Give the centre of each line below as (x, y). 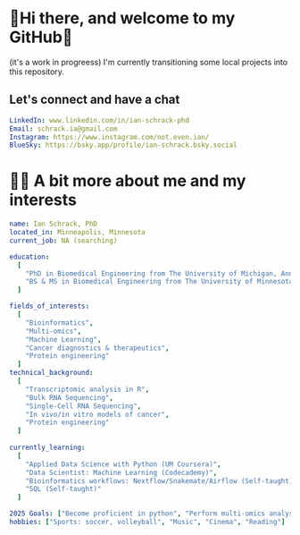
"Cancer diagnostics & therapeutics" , (97, 348)
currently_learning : (48, 448)
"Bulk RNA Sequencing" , (70, 397)
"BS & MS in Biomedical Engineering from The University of (139, 282)
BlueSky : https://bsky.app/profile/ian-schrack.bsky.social (124, 145)
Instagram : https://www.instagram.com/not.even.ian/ (109, 137)
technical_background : (51, 373)
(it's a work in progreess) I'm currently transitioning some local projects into (149, 62)
